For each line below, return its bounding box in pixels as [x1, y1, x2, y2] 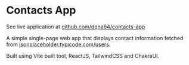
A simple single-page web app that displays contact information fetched [6, 34, 184, 41]
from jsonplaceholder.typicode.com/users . [6, 41, 111, 48]
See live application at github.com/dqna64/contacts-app [6, 23, 145, 30]
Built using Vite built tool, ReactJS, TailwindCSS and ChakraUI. [6, 52, 160, 59]
